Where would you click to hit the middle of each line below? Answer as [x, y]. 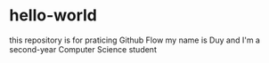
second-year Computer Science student [83, 49]
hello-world [53, 16]
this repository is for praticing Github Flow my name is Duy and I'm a [135, 40]
